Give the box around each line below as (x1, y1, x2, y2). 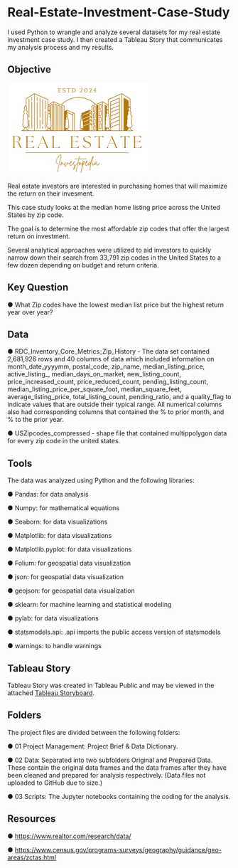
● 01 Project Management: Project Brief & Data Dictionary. (7, 741, 179, 751)
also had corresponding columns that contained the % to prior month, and (7, 408, 225, 416)
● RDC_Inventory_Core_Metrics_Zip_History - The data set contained (7, 347, 210, 356)
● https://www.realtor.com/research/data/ (7, 832, 131, 840)
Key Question (7, 282, 69, 294)
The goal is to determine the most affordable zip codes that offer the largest (7, 224, 229, 233)
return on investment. (7, 232, 70, 240)
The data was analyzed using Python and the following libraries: (7, 476, 195, 485)
